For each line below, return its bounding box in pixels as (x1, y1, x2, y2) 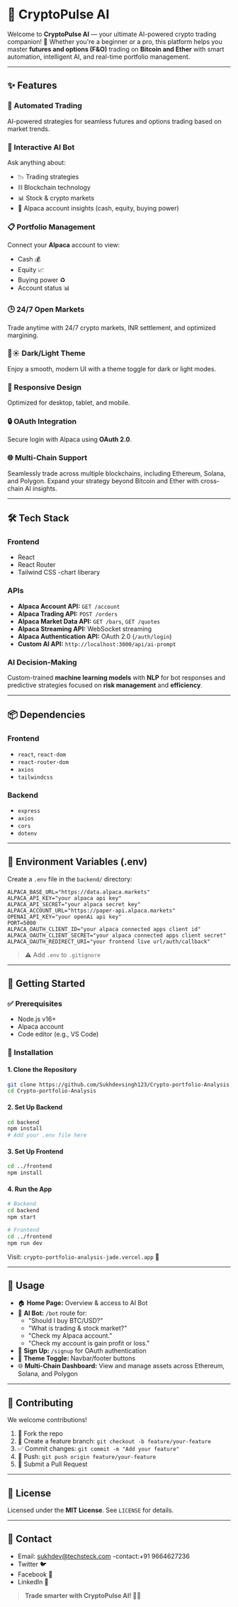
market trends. (7, 124, 50, 133)
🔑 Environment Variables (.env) (7, 856, 147, 868)
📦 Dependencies (7, 709, 86, 721)
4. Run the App (7, 1185, 52, 1193)
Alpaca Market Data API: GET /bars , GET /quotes (17, 616, 161, 626)
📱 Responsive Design (7, 382, 81, 392)
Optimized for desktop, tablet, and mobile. (7, 398, 130, 407)
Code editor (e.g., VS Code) (17, 1030, 99, 1039)
